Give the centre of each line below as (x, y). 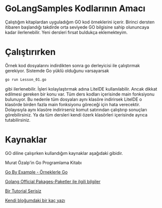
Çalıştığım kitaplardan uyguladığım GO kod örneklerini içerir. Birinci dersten (80, 22)
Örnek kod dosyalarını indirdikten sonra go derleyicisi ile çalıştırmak (73, 65)
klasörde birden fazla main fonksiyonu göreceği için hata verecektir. (73, 104)
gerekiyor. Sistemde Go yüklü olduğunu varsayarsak (57, 71)
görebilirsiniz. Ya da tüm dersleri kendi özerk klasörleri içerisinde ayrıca (76, 114)
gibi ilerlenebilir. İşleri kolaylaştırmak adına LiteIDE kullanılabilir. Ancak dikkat (81, 89)
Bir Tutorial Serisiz (23, 191)
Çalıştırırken (30, 52)
